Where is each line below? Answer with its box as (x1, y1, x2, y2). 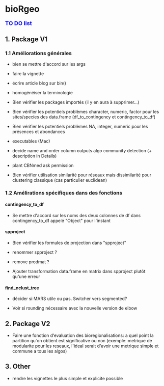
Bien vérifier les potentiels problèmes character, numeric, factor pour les (12, 109, 159, 114)
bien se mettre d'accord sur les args (12, 61, 86, 67)
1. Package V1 (5, 35, 48, 44)
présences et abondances (12, 129, 65, 135)
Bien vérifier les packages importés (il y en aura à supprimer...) (12, 99, 139, 105)
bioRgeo (5, 3, 40, 15)
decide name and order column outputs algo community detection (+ (12, 147, 152, 153)
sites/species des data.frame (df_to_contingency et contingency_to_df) (12, 114, 156, 120)
